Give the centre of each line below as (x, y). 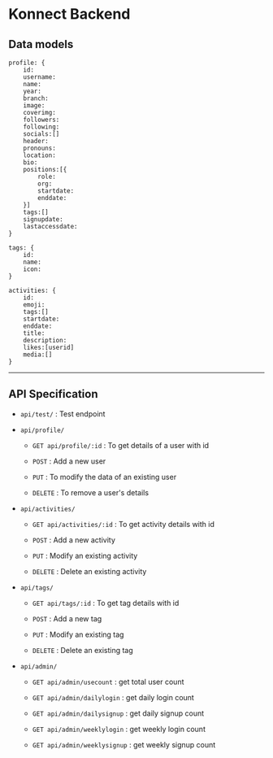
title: (34, 333)
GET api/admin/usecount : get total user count (108, 682)
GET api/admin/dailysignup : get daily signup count (118, 713)
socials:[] (41, 134)
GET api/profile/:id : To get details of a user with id (121, 445)
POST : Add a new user (69, 461)
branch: (36, 98)
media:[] (38, 355)
